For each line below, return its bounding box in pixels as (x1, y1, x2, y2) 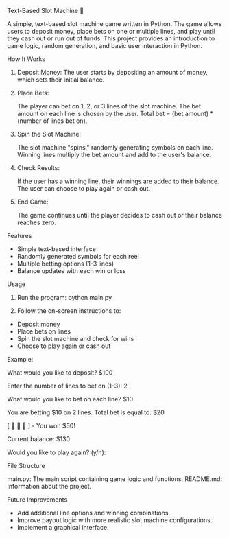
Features (7, 232, 32, 239)
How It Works (7, 55, 46, 63)
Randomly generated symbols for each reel (16, 253, 139, 260)
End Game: (16, 198, 49, 206)
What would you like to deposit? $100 (7, 369, 113, 377)
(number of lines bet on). (16, 117, 88, 125)
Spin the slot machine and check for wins (16, 335, 134, 342)
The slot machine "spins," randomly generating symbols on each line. (16, 143, 214, 151)
